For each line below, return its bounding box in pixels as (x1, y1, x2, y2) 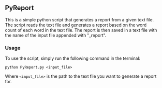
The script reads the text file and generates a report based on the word (5, 22, 147, 28)
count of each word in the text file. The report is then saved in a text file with (5, 27, 157, 33)
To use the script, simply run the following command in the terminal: (5, 55, 141, 61)
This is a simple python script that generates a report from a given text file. (5, 17, 154, 22)
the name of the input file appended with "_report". (5, 32, 106, 38)
